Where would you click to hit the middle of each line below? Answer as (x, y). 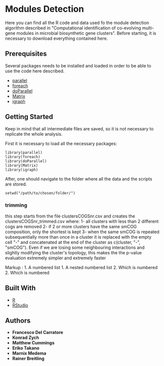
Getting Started (29, 117)
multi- (148, 28)
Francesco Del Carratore (38, 333)
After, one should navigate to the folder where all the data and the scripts (79, 179)
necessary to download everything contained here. (57, 38)
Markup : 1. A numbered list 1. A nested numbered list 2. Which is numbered (82, 267)
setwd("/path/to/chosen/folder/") (40, 193)
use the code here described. (35, 71)
